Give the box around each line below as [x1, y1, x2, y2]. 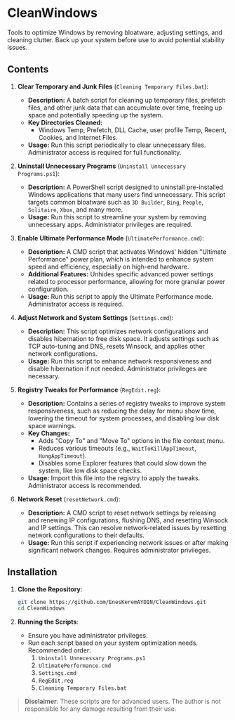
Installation [7, 566, 58, 578]
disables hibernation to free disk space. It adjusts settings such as [27, 334, 220, 342]
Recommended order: [27, 646, 91, 655]
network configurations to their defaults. [27, 531, 145, 539]
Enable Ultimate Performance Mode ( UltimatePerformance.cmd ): [17, 233, 205, 242]
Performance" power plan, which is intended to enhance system [27, 255, 214, 263]
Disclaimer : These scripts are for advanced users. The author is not [24, 697, 221, 706]
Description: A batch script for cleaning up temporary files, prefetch [27, 96, 226, 104]
